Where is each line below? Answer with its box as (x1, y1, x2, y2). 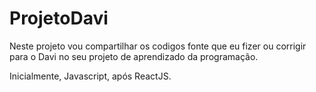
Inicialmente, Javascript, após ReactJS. (9, 70, 172, 82)
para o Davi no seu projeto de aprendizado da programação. (9, 50, 259, 62)
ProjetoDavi (9, 7, 109, 30)
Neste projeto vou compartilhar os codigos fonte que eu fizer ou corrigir (9, 40, 307, 52)
